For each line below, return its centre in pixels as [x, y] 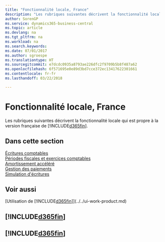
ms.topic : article [24, 28]
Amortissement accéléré [30, 163]
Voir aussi [21, 189]
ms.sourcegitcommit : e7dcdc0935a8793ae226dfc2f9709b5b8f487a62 [71, 64]
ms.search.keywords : [26, 46]
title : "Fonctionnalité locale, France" [47, 10]
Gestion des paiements [28, 169]
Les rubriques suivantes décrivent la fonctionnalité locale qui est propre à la [82, 121]
